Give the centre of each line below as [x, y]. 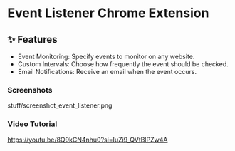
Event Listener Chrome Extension [108, 13]
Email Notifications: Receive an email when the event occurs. [107, 72]
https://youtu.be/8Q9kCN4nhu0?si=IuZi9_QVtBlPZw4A [88, 140]
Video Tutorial [32, 124]
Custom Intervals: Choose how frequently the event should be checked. [123, 64]
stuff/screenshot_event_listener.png [60, 105]
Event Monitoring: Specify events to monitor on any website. [106, 56]
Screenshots [30, 90]
